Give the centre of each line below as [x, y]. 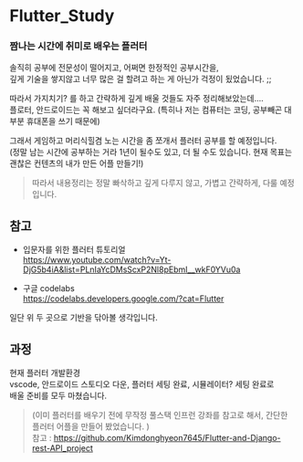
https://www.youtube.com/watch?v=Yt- [97, 260]
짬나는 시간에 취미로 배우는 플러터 [78, 47]
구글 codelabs [48, 289]
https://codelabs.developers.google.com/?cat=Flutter [123, 299]
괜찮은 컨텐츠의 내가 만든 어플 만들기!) [77, 163]
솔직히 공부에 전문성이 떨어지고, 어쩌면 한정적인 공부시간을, [114, 68]
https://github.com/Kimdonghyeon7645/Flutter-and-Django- [167, 438]
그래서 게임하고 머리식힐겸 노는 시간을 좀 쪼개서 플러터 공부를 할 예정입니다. [143, 141]
